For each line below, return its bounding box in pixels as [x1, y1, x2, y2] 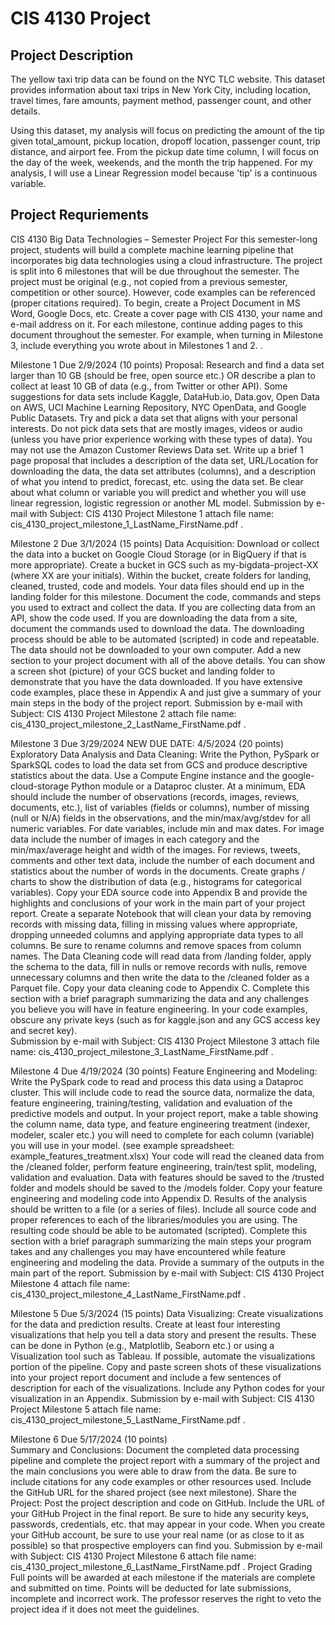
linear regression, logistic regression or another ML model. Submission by [10, 497, 315, 509]
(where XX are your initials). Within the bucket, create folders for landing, [10, 569, 312, 581]
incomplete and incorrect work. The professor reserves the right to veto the [10, 1592, 322, 1604]
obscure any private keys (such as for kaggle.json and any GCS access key [10, 1013, 321, 1026]
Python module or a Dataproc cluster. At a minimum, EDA [71, 780, 306, 792]
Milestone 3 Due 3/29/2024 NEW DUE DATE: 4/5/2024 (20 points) [10, 737, 285, 749]
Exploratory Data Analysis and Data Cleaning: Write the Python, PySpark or [10, 748, 320, 760]
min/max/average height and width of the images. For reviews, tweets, [10, 843, 301, 856]
